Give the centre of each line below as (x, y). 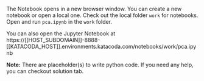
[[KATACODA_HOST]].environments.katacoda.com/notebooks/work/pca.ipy (101, 46)
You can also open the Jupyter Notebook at (61, 33)
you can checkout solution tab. (45, 71)
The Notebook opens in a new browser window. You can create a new (94, 9)
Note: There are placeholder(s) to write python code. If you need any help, (100, 65)
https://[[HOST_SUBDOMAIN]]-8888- (53, 40)
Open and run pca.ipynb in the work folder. (59, 22)
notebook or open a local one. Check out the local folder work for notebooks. (102, 15)
